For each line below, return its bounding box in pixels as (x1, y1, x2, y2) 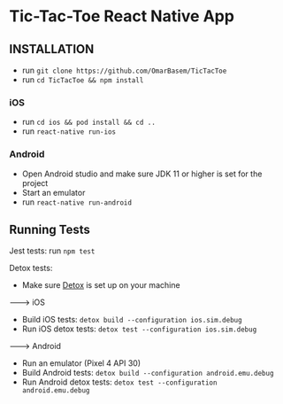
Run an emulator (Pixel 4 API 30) (21, 358, 141, 369)
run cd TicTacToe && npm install (21, 74, 144, 85)
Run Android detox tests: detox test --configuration (21, 377, 218, 387)
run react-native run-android (21, 197, 133, 207)
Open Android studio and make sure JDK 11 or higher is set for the (21, 168, 263, 179)
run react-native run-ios (21, 126, 117, 136)
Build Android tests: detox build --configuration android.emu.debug (21, 368, 274, 378)
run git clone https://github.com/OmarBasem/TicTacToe (21, 65, 227, 75)
